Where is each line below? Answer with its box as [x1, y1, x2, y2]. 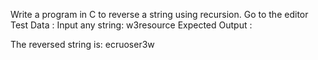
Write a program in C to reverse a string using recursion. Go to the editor [10, 9, 309, 20]
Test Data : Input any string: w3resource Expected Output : [10, 19, 253, 31]
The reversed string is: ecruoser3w [10, 39, 155, 50]
